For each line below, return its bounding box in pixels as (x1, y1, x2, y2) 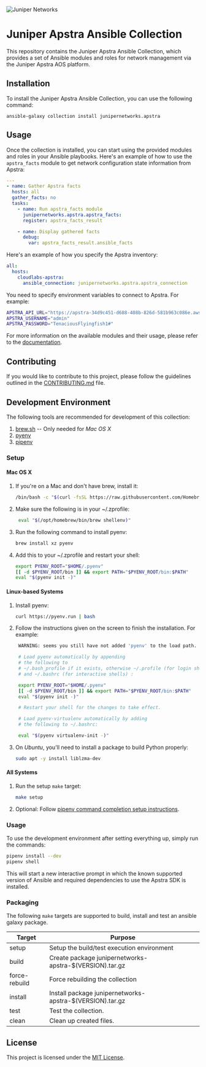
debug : (22, 234, 40, 241)
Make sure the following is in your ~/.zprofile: (15, 505, 130, 513)
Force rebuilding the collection (48, 975, 137, 984)
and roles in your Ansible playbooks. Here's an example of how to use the (6, 152, 193, 160)
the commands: (6, 841, 46, 848)
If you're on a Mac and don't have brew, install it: (15, 483, 139, 490)
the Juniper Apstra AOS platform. (6, 60, 90, 68)
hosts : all (12, 189, 40, 195)
